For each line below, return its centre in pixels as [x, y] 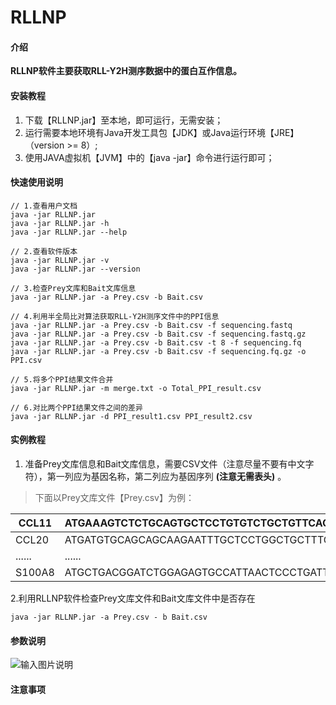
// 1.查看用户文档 [44, 206]
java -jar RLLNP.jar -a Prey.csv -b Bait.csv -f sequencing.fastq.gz [158, 334]
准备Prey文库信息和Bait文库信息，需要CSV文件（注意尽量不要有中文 [165, 464]
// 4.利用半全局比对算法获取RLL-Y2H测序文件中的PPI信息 [115, 316]
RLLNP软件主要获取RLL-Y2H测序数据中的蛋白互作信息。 [126, 71]
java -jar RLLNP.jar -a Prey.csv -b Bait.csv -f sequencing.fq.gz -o [158, 351]
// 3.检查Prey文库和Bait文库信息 [73, 288]
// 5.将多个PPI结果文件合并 [62, 379]
